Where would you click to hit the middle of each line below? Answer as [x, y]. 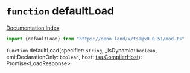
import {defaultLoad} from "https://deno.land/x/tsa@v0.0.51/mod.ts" [96, 39]
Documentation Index [33, 28]
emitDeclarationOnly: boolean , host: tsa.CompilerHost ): [74, 57]
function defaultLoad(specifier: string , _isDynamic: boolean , [82, 50]
